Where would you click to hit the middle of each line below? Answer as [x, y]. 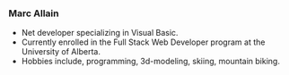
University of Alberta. [61, 52]
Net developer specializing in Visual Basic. [100, 33]
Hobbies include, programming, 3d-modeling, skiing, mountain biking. [150, 62]
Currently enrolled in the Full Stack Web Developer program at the [143, 42]
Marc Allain [34, 13]
